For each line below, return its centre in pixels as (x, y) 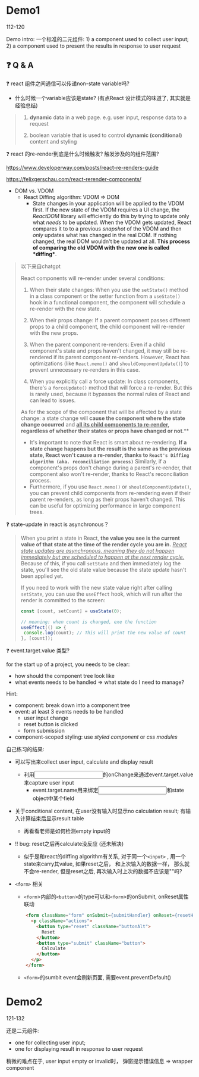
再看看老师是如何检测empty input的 (67, 831)
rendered (41, 357)
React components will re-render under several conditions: (93, 278)
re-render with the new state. (65, 309)
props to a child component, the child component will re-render (107, 326)
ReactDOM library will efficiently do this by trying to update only (111, 216)
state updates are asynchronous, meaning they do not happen (97, 550)
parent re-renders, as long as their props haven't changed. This (107, 499)
